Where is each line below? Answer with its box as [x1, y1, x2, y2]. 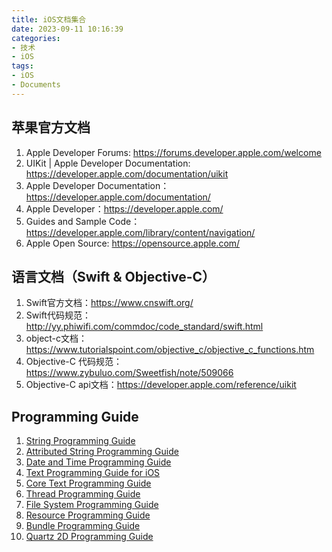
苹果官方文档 [11, 119, 91, 136]
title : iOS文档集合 [11, 14, 87, 25]
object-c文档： [25, 332, 88, 345]
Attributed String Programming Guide [25, 446, 179, 458]
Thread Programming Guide [25, 488, 141, 500]
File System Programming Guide [25, 499, 159, 511]
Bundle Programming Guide [25, 520, 141, 532]
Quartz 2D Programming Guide [25, 531, 154, 543]
